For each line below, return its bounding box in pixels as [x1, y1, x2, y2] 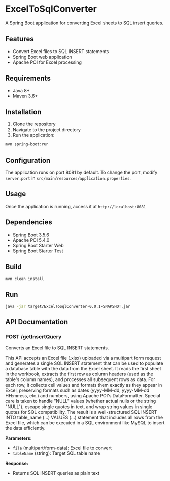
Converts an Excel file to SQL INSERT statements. [5, 345, 109, 351]
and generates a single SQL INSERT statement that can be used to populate [5, 360, 163, 366]
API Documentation [5, 318, 69, 326]
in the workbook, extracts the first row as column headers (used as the [5, 371, 154, 377]
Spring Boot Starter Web [12, 242, 64, 248]
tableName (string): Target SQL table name [12, 450, 100, 457]
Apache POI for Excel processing [12, 59, 82, 65]
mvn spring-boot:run [5, 142, 49, 147]
